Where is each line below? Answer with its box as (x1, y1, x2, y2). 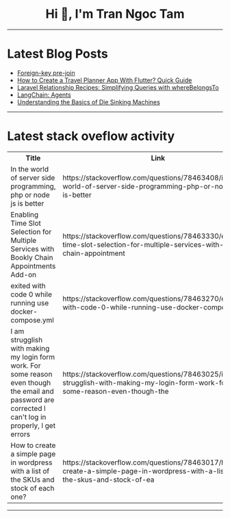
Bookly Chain (10, 252, 53, 262)
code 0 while (10, 290, 53, 299)
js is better (10, 198, 44, 208)
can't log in (10, 412, 47, 421)
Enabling (10, 209, 39, 219)
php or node (10, 190, 50, 200)
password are (10, 395, 55, 404)
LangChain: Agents (16, 91, 71, 99)
